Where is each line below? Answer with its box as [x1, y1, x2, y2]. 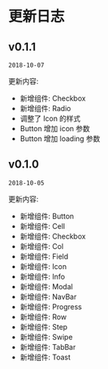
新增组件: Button [19, 211, 74, 221]
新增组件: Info [19, 272, 66, 281]
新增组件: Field [19, 251, 69, 261]
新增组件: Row [19, 312, 67, 321]
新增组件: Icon [19, 261, 67, 271]
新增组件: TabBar [19, 342, 76, 351]
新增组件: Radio [19, 104, 71, 113]
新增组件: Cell [19, 221, 66, 230]
